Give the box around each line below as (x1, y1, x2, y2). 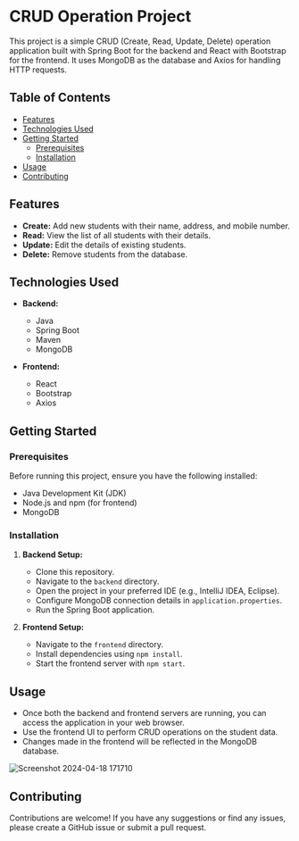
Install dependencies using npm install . (35, 649, 183, 660)
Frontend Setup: (21, 622, 85, 633)
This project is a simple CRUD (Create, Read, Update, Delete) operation (9, 36, 271, 46)
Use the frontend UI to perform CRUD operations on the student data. (21, 727, 278, 737)
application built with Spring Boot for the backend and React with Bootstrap (9, 45, 287, 55)
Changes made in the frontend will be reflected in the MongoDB (21, 737, 257, 747)
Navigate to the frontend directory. (35, 639, 163, 650)
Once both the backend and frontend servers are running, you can (21, 708, 267, 719)
